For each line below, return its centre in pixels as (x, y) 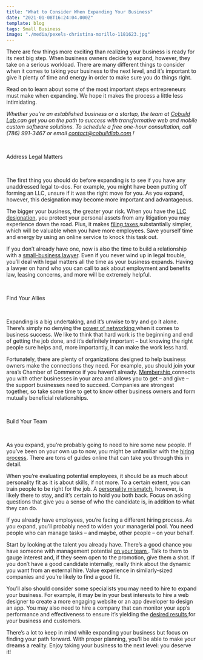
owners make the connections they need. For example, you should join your (101, 366)
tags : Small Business (34, 29)
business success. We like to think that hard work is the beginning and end (100, 335)
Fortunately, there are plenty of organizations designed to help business (96, 359)
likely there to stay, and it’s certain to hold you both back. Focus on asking (98, 496)
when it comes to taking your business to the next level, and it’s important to (101, 71)
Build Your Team (27, 422)
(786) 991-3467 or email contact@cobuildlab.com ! (70, 133)
